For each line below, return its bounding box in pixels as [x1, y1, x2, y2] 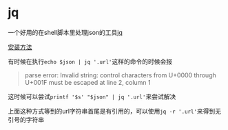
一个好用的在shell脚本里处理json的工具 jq [8, 28, 123, 36]
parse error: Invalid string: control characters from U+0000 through [24, 70, 216, 79]
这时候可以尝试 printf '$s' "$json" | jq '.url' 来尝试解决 [8, 92, 176, 101]
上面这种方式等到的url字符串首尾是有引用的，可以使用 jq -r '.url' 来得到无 [8, 107, 222, 115]
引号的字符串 [8, 115, 44, 124]
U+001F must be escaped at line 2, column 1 [24, 78, 151, 86]
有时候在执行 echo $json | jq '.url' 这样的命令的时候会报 [8, 57, 173, 66]
